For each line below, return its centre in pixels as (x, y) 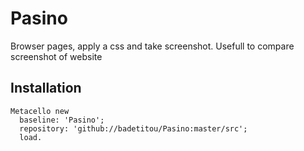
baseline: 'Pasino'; (62, 120)
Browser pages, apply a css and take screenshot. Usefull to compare (152, 46)
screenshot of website (56, 56)
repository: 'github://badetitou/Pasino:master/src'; (133, 128)
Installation (46, 88)
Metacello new (40, 111)
